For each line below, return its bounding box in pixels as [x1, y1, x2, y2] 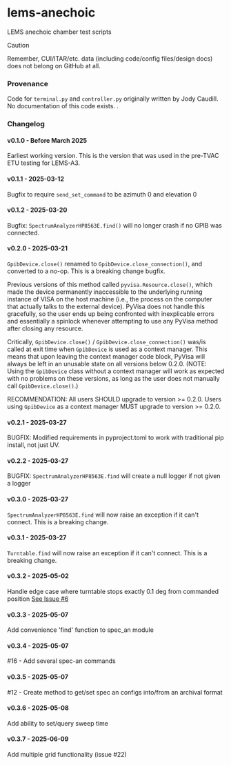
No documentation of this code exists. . [7, 102, 119, 110]
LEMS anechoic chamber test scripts [7, 28, 112, 36]
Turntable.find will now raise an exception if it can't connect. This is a [7, 548, 208, 557]
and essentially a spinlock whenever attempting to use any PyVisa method [7, 317, 219, 325]
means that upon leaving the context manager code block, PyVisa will [7, 352, 205, 360]
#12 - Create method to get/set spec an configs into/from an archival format [7, 688, 223, 696]
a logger [7, 479, 31, 488]
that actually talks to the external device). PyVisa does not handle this [7, 302, 205, 310]
